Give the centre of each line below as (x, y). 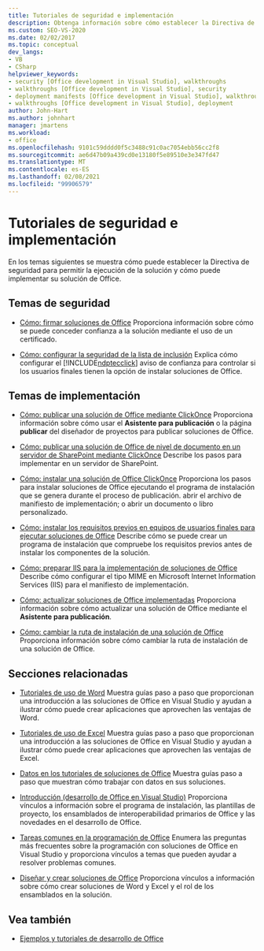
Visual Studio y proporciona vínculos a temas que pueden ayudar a (128, 854)
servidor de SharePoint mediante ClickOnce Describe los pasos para (130, 455)
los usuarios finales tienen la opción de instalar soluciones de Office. (131, 371)
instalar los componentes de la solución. (85, 553)
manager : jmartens (38, 125)
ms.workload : (29, 132)
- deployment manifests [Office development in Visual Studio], (115, 96)
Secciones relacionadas (68, 674)
